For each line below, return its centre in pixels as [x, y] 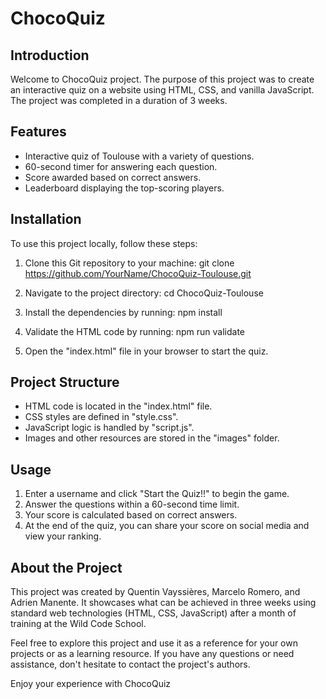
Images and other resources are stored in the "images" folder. [152, 438]
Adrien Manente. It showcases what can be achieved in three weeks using [163, 603]
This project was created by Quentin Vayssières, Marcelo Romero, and [155, 592]
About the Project [66, 567]
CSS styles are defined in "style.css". [101, 417]
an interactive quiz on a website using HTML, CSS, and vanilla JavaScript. [162, 90]
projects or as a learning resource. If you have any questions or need [152, 654]
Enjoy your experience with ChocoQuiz [91, 684]
